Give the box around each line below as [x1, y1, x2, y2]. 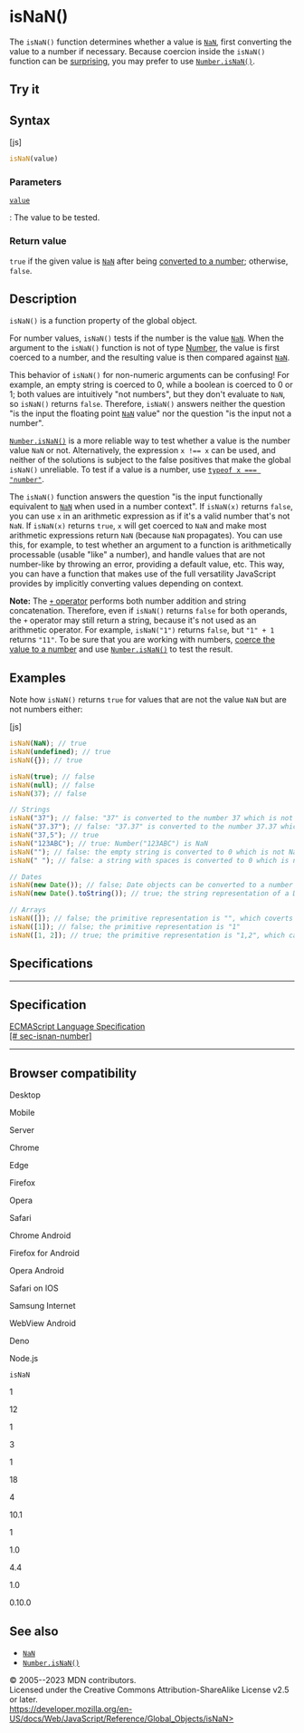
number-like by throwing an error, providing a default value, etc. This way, [9, 559, 285, 570]
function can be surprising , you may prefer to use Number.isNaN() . [9, 55, 255, 66]
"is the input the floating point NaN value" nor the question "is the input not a [9, 408, 292, 419]
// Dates [9, 872, 43, 881]
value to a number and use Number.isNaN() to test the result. [9, 644, 233, 654]
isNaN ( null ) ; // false [9, 780, 95, 789]
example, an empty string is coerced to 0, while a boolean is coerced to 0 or [9, 379, 293, 391]
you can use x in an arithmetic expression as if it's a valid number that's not [9, 510, 290, 522]
